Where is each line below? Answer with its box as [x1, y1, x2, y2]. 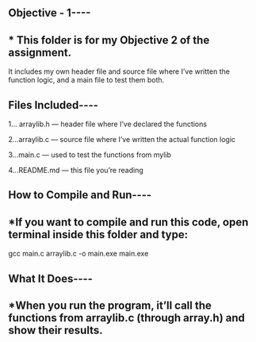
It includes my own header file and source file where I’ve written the [8, 67, 230, 76]
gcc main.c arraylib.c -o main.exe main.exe [8, 249, 149, 259]
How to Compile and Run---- [8, 188, 152, 202]
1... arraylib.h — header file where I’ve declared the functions [8, 119, 208, 129]
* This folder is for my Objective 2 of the [8, 33, 210, 47]
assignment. [8, 45, 72, 59]
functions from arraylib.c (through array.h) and [8, 311, 246, 325]
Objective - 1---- [8, 6, 91, 20]
